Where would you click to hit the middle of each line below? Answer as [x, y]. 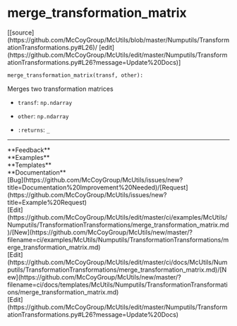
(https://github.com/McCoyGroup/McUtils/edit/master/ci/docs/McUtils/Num [117, 262]
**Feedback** [29, 150]
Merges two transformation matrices [61, 89]
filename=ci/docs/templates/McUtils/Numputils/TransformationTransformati [117, 284]
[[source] [21, 32]
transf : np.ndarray [45, 102]
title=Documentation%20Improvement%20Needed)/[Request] [98, 187]
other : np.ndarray [43, 116]
